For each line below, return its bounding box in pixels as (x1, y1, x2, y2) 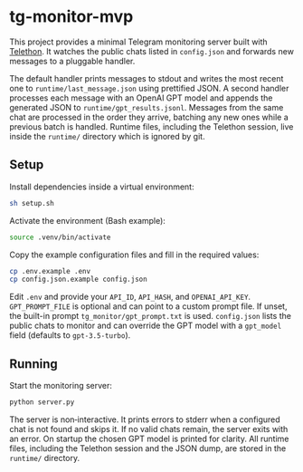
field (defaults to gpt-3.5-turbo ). (9, 330, 131, 341)
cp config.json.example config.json (9, 275, 147, 284)
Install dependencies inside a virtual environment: (9, 181, 194, 192)
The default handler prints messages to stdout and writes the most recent (9, 72, 284, 83)
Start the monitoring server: (9, 380, 113, 391)
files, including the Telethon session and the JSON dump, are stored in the (9, 442, 287, 454)
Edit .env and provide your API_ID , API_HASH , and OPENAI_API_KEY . (9, 292, 251, 303)
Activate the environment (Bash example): (9, 215, 166, 226)
